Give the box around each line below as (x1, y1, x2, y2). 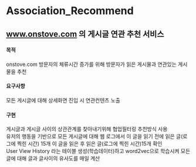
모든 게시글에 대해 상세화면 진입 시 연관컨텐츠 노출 (6, 96, 120, 103)
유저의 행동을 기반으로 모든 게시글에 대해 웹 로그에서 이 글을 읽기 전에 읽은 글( (6, 133, 183, 140)
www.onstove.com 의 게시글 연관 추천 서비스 (6, 29, 164, 39)
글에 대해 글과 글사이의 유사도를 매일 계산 (6, 155, 100, 162)
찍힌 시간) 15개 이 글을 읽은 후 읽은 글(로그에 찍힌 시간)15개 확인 (16, 140, 163, 148)
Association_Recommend (6, 4, 134, 18)
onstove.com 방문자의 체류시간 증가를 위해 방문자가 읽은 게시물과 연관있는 (6, 61, 177, 68)
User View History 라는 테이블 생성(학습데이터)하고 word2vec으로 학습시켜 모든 (6, 148, 191, 155)
